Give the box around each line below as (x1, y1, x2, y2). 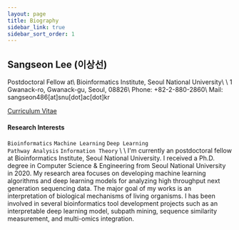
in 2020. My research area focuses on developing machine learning (7, 169, 206, 178)
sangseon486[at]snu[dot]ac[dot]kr (7, 93, 111, 102)
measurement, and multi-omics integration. (7, 214, 134, 223)
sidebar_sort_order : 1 (7, 30, 75, 38)
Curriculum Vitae (7, 107, 57, 115)
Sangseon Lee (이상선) (7, 58, 108, 70)
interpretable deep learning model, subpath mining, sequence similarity (7, 207, 218, 216)
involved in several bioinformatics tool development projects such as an (7, 199, 218, 208)
